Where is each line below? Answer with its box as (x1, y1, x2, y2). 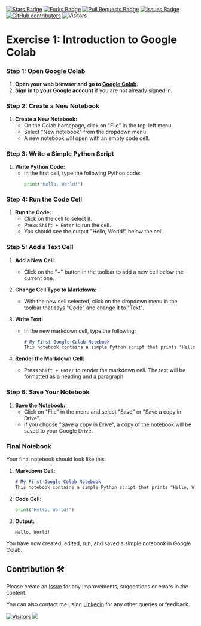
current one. (23, 274, 55, 281)
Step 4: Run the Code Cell (6, 195, 83, 203)
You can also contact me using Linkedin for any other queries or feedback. (6, 601, 190, 608)
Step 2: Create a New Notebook (6, 102, 100, 110)
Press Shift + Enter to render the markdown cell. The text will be (23, 367, 186, 374)
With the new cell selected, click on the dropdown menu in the (23, 297, 178, 305)
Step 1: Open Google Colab (6, 67, 86, 75)
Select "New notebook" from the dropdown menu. (23, 128, 148, 135)
